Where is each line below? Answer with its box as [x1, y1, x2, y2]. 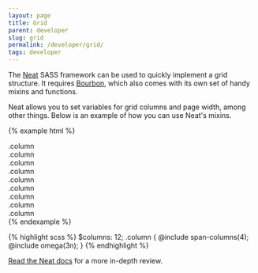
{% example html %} [8, 126, 76, 135]
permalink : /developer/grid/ [8, 41, 104, 49]
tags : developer [8, 48, 62, 56]
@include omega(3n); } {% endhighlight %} [8, 241, 150, 250]
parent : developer [8, 26, 69, 34]
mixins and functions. [8, 87, 78, 96]
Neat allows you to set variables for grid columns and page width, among [8, 102, 246, 112]
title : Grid [8, 19, 47, 27]
